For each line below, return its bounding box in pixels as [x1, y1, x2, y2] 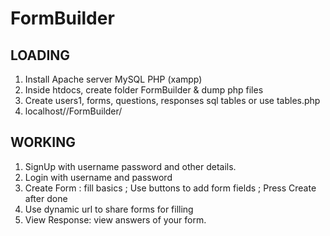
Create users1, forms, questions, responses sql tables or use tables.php [24, 95, 321, 106]
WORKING [10, 134, 77, 151]
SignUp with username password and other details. [24, 160, 237, 172]
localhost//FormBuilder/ [24, 105, 123, 117]
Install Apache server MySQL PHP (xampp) [24, 73, 203, 85]
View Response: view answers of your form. [24, 213, 207, 226]
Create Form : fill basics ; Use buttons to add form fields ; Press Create [24, 182, 317, 194]
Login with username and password [24, 171, 173, 183]
